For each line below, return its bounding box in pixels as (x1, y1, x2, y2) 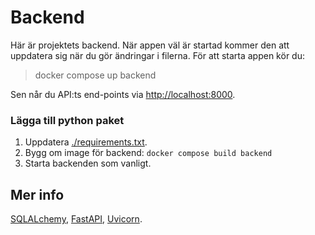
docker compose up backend (34, 69, 157, 81)
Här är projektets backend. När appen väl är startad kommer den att (10, 39, 290, 51)
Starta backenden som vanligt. (24, 157, 152, 170)
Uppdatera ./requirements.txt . (24, 136, 148, 148)
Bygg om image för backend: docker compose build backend (24, 147, 273, 159)
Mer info (10, 186, 65, 203)
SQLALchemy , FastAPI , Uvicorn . (10, 213, 143, 225)
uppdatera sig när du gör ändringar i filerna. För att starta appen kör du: (10, 49, 305, 61)
